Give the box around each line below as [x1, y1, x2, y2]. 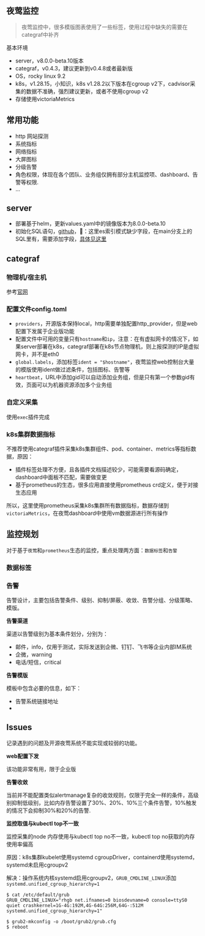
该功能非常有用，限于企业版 [6, 765, 76, 772]
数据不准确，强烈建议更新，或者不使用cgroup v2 [26, 88, 149, 95]
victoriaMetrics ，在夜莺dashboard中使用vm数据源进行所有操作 [6, 509, 168, 517]
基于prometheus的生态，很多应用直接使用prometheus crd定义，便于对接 [15, 481, 199, 489]
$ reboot [6, 924, 29, 930]
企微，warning [15, 651, 53, 658]
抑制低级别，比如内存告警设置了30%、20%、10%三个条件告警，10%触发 [11, 799, 197, 806]
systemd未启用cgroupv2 [6, 861, 69, 869]
